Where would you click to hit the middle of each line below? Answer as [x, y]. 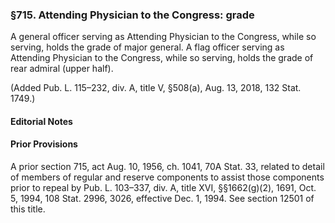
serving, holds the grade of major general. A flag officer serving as [147, 47]
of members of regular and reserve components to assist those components [167, 177]
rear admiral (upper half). [62, 69]
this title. [28, 209]
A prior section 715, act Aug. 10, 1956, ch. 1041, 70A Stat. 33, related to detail [167, 167]
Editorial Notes [41, 121]
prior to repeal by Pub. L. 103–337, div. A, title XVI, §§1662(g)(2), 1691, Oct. [163, 188]
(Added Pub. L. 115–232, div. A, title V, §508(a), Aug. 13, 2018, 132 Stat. [156, 88]
